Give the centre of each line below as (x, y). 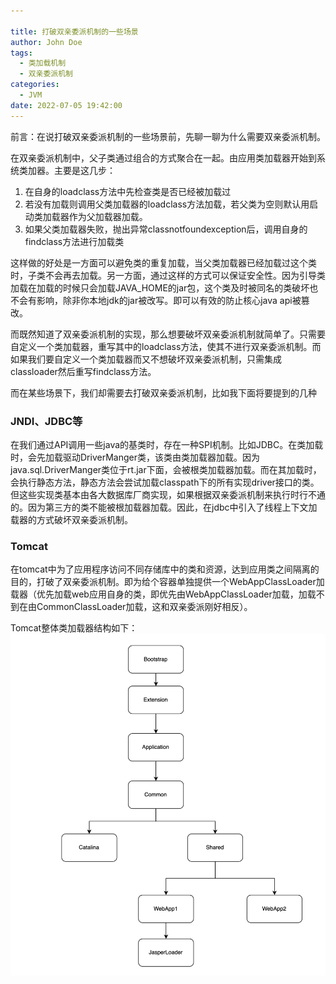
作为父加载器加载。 (108, 216)
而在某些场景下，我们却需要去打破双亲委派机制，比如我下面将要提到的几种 (163, 392)
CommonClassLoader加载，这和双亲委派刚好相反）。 (144, 607)
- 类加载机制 (43, 63)
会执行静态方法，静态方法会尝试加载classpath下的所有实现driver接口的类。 (165, 482)
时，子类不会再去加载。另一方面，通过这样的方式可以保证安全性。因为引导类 (168, 275)
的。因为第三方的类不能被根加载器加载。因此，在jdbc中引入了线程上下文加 (164, 507)
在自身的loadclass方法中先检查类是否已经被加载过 (128, 191)
